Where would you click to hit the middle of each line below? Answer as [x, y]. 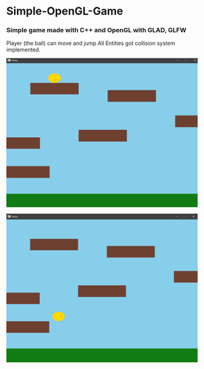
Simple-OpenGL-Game [65, 11]
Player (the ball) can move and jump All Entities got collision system [91, 43]
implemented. [23, 50]
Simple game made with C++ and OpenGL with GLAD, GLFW [97, 30]
